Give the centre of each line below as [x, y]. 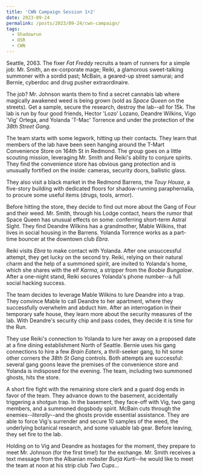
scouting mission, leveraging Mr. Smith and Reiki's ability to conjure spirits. [99, 157]
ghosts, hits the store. [33, 377]
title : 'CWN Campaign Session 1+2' [51, 12]
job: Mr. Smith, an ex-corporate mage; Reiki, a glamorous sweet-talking [95, 69]
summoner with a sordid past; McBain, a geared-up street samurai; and [95, 76]
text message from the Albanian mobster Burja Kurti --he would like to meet [100, 459]
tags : [13, 29]
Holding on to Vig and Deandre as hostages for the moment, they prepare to [101, 446]
